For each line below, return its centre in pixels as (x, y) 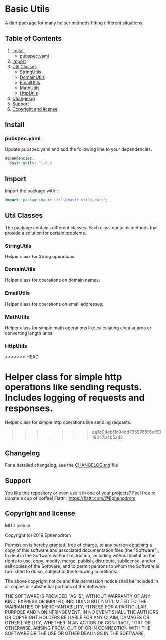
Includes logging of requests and (75, 398)
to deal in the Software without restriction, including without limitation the (80, 555)
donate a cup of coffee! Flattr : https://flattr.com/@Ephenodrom (70, 498)
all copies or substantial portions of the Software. (56, 586)
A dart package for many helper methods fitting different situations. (74, 23)
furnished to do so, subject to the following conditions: (61, 571)
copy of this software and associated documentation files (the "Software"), (82, 550)
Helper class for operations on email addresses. (54, 304)
